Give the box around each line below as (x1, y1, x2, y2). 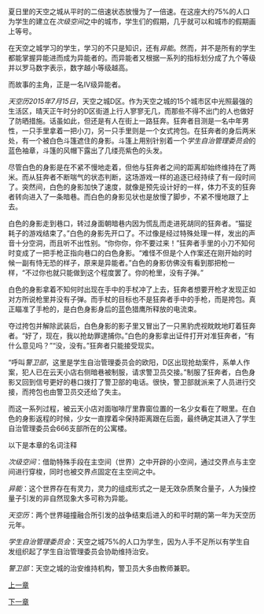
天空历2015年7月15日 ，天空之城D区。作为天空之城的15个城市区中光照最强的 (8, 97, 253, 106)
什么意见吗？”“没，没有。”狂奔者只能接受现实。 (8, 341, 159, 350)
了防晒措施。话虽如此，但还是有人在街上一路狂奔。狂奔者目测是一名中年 (8, 117, 242, 125)
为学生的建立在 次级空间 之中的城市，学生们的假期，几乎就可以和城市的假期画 (8, 17, 256, 26)
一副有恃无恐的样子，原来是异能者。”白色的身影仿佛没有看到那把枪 (14, 259, 229, 267)
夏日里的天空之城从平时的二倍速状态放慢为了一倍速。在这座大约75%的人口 (8, 7, 250, 16)
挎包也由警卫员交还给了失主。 (28, 387, 126, 396)
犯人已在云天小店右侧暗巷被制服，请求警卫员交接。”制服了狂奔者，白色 (21, 367, 249, 377)
